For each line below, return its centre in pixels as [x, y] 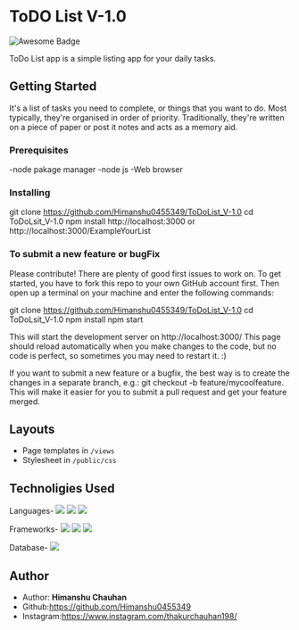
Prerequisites [39, 150]
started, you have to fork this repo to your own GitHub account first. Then [144, 283]
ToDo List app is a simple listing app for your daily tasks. [113, 58]
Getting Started [53, 87]
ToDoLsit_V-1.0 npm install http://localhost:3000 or [102, 221]
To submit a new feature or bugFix [85, 254]
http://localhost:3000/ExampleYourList [80, 231]
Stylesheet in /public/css [69, 460]
